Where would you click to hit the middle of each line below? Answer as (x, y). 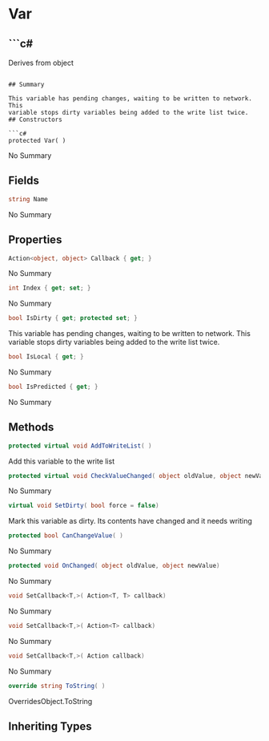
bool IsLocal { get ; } (46, 357)
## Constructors (35, 119)
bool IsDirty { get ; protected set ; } (73, 318)
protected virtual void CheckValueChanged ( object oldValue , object (125, 476)
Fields (24, 181)
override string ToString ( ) (57, 686)
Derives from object (41, 63)
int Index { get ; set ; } (50, 288)
